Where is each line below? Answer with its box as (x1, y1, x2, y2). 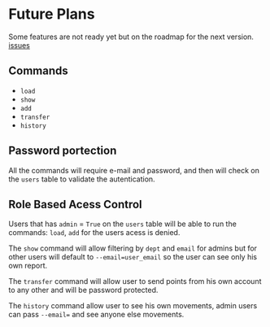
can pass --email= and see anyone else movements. (8, 310, 185, 320)
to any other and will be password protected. (8, 286, 159, 295)
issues (8, 40, 30, 50)
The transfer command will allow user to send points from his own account (8, 277, 262, 286)
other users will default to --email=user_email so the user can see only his (8, 252, 258, 262)
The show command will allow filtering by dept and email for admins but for (8, 243, 258, 253)
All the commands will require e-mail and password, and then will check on (8, 165, 260, 175)
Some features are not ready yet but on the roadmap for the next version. (8, 32, 255, 41)
